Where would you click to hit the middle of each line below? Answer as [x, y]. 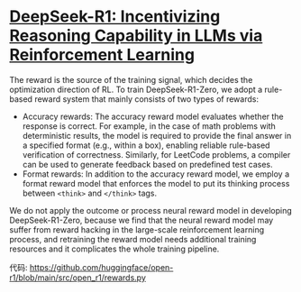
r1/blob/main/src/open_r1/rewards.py [78, 278]
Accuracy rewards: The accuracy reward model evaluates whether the [153, 116]
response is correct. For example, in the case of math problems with [149, 126]
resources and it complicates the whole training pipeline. [114, 249]
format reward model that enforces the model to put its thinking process [156, 183]
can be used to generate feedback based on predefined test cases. [147, 164]
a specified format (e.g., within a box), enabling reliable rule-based [146, 145]
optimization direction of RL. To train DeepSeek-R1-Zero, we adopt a [136, 89]
